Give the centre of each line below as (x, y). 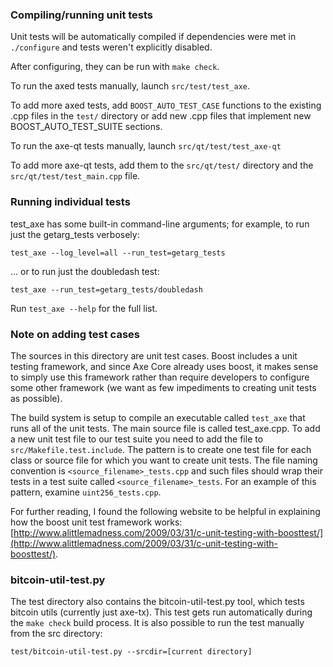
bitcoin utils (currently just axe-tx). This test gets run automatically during (161, 612)
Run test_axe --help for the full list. (84, 308)
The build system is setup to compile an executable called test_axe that (158, 417)
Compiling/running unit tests (82, 15)
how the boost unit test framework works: (96, 522)
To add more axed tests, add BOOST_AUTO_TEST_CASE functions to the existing (166, 105)
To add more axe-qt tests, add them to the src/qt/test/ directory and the (162, 165)
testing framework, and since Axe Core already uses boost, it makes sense (164, 366)
